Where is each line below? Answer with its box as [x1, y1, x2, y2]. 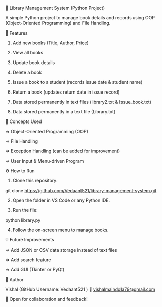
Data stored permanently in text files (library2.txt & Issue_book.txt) [12, 99, 152, 105]
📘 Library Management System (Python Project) [5, 5, 105, 11]
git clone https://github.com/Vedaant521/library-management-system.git [5, 188, 157, 193]
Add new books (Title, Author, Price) [12, 40, 89, 46]
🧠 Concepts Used [5, 118, 42, 125]
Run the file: [12, 207, 38, 213]
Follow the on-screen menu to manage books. [12, 227, 109, 233]
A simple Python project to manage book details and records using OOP [5, 15, 155, 20]
